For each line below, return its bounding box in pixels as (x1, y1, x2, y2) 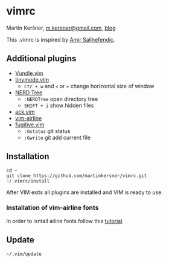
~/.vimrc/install (6, 178, 50, 184)
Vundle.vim (14, 70, 43, 77)
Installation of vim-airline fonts (6, 204, 99, 212)
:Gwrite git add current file (24, 134, 91, 141)
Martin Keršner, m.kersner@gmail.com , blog (6, 24, 116, 31)
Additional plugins (6, 53, 77, 64)
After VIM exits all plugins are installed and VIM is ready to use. (6, 189, 163, 196)
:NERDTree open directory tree (24, 95, 98, 102)
